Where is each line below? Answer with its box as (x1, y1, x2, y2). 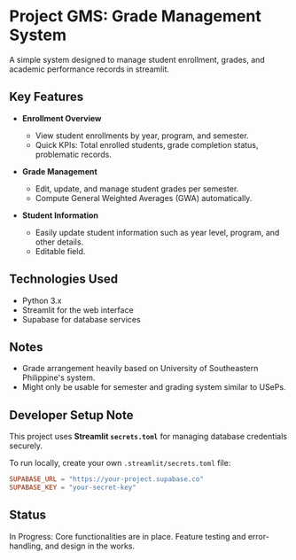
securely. (9, 440, 43, 451)
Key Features (9, 89, 84, 105)
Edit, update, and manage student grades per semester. (35, 183, 239, 194)
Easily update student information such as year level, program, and (35, 227, 280, 237)
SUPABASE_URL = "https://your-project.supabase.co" (9, 475, 204, 484)
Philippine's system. (21, 372, 96, 383)
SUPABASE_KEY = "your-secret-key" (9, 483, 137, 493)
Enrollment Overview (21, 113, 102, 123)
